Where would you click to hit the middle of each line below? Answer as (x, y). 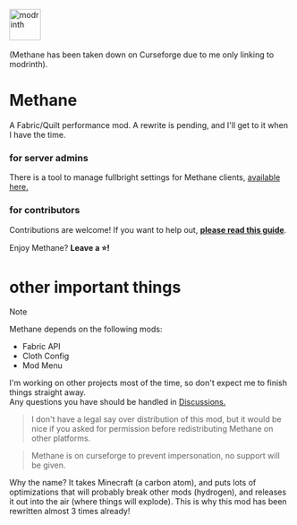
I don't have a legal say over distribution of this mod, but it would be (156, 419)
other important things (95, 287)
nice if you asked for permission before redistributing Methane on (152, 429)
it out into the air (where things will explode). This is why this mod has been (148, 502)
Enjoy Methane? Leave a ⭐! (59, 247)
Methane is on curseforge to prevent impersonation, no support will (155, 456)
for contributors (45, 211)
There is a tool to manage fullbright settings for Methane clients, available (145, 177)
